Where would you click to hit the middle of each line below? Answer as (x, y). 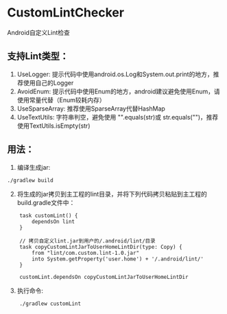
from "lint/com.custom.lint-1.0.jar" (85, 253)
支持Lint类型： (38, 56)
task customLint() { (49, 215)
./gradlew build (30, 180)
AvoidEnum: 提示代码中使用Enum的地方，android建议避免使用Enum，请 (119, 91)
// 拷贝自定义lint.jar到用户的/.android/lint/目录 (87, 241)
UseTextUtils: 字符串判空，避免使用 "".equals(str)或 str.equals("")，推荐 (118, 117)
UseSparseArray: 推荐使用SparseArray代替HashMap (91, 109)
